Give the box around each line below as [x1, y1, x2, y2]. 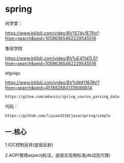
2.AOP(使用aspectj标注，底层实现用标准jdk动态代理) [5, 152, 111, 158]
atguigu [5, 70, 21, 76]
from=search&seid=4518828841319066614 [5, 84, 93, 90]
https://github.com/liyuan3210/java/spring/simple [5, 113, 111, 118]
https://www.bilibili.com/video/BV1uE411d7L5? [5, 55, 98, 61]
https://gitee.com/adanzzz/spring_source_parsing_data [5, 94, 120, 99]
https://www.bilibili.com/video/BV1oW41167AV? [5, 80, 99, 85]
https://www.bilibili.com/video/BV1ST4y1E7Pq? [5, 30, 99, 36]
